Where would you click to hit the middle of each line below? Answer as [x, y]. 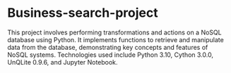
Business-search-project [83, 13]
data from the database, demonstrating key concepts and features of [108, 47]
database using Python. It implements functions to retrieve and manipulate [115, 39]
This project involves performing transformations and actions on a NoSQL [114, 32]
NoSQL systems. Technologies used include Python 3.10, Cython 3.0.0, [111, 55]
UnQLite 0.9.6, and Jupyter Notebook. [63, 62]
